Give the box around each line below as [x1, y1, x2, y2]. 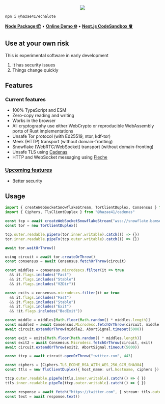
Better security [12, 178, 43, 184]
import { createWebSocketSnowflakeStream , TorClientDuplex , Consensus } [5, 205, 157, 210]
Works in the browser [12, 118, 56, 124]
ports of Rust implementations [12, 128, 74, 134]
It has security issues [12, 62, 55, 68]
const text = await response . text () [5, 394, 80, 399]
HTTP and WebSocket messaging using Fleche [12, 155, 108, 160]
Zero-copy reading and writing [12, 113, 75, 119]
